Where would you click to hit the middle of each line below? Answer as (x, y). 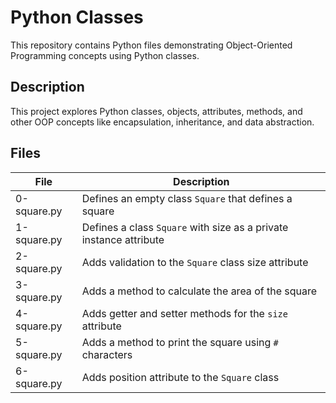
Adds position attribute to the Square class (180, 377)
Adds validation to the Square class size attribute (195, 262)
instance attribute (123, 239)
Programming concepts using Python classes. (105, 55)
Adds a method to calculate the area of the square (199, 291)
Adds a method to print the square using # (180, 342)
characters (107, 354)
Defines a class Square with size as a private (185, 227)
